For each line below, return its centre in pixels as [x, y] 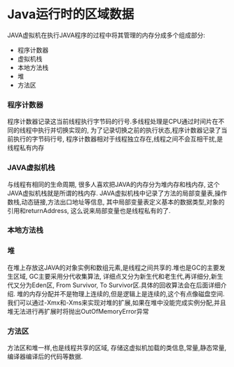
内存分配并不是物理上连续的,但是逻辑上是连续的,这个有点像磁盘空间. [127, 293]
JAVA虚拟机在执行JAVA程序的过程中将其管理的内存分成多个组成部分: [106, 35]
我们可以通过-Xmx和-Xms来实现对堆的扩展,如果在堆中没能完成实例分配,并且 [117, 303]
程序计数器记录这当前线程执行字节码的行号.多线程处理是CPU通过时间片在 [113, 122]
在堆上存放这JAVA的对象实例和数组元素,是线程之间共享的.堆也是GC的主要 [113, 268]
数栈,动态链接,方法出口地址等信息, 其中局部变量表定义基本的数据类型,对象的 [116, 202]
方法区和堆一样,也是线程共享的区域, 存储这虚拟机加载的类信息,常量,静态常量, [117, 348]
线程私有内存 [26, 148]
